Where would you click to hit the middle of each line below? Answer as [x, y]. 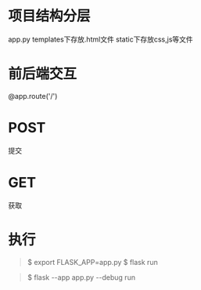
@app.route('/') [33, 96]
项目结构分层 [50, 16]
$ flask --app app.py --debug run [81, 277]
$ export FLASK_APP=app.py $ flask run [92, 262]
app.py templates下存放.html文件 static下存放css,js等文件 [100, 39]
